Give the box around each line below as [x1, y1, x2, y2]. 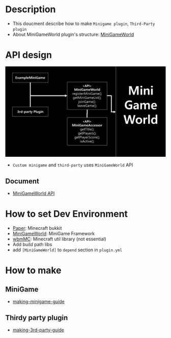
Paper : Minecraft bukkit [12, 225, 62, 231]
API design [5, 50, 52, 61]
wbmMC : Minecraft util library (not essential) [12, 236, 107, 242]
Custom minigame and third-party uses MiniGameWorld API [12, 162, 133, 168]
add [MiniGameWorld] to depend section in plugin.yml [12, 247, 123, 253]
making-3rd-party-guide [12, 327, 65, 333]
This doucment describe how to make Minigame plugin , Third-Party [12, 20, 155, 27]
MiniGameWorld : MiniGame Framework [12, 231, 95, 237]
